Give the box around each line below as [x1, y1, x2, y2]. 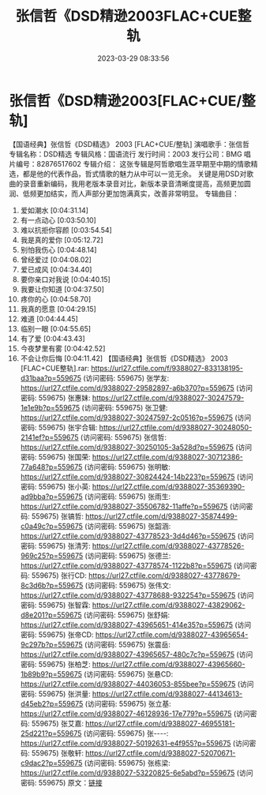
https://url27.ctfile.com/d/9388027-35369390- [92, 482, 245, 491]
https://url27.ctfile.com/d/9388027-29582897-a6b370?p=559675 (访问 [20, 383, 253, 392]
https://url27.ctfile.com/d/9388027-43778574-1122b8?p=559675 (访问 [20, 561, 251, 570]
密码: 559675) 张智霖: [20, 600, 91, 609]
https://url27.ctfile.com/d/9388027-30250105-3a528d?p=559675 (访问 [20, 442, 253, 452]
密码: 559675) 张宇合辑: [20, 422, 98, 432]
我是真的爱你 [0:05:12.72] [20, 234, 103, 245]
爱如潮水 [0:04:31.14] [20, 205, 89, 215]
